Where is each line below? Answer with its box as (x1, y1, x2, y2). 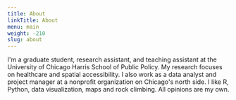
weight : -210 (7, 29, 46, 37)
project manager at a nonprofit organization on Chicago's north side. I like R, (7, 78, 229, 86)
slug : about (7, 36, 42, 43)
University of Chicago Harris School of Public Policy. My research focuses (7, 63, 223, 71)
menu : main (7, 23, 39, 30)
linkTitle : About (7, 17, 58, 24)
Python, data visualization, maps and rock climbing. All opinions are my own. (7, 85, 230, 94)
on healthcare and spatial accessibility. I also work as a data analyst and (7, 71, 217, 79)
